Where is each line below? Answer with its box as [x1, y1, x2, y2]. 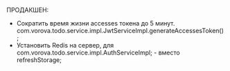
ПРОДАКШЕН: [6, 6, 49, 14]
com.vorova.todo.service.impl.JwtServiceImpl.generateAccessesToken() [16, 27, 224, 34]
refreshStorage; [16, 56, 62, 64]
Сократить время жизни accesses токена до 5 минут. [16, 19, 175, 27]
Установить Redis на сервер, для [16, 41, 114, 49]
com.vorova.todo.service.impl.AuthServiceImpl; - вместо [16, 48, 181, 57]
